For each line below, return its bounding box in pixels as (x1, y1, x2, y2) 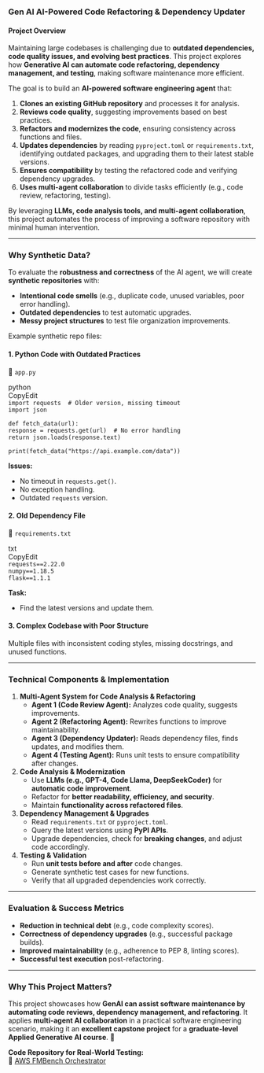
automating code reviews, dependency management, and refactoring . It (8, 1007, 248, 1016)
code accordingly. (31, 843, 90, 852)
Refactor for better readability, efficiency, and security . (31, 792, 214, 802)
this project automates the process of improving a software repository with (8, 215, 250, 224)
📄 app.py (8, 367, 37, 376)
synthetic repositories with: (8, 276, 100, 286)
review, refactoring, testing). (19, 191, 112, 201)
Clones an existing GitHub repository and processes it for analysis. (19, 99, 240, 109)
